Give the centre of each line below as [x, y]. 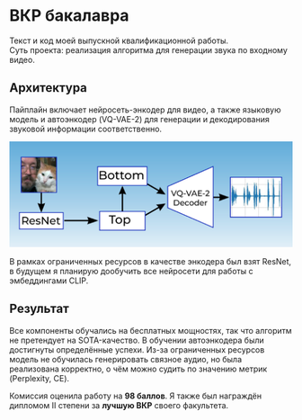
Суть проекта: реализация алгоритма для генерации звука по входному [148, 49]
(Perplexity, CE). [40, 378]
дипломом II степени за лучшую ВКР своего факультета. [119, 405]
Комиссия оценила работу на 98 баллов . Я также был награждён [136, 396]
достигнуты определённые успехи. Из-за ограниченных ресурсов [137, 349]
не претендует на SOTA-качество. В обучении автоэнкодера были [137, 340]
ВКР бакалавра [69, 16]
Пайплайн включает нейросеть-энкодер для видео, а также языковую [145, 110]
